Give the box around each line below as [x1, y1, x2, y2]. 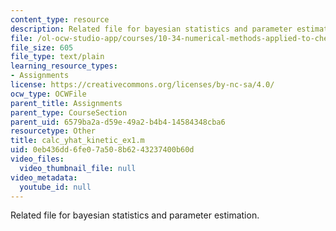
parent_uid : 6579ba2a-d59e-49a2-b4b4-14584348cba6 [10, 117, 226, 127]
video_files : [10, 154, 65, 164]
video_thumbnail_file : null [19, 163, 137, 173]
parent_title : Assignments [10, 98, 123, 108]
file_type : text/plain [10, 52, 105, 62]
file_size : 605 [10, 42, 74, 53]
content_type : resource [10, 14, 110, 25]
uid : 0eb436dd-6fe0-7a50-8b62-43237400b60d [10, 145, 195, 155]
